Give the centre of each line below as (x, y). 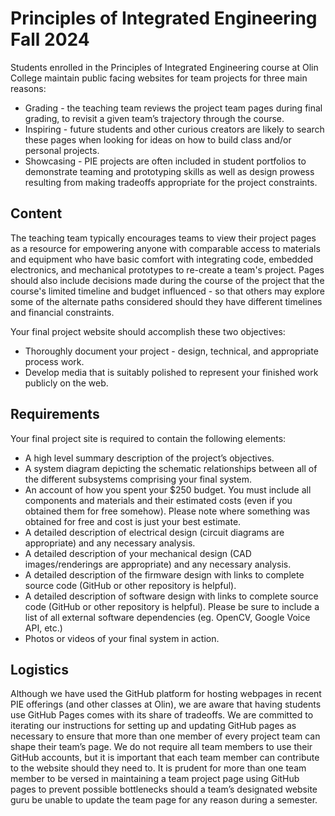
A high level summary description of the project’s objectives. (149, 458)
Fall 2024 (50, 39)
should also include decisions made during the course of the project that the (167, 280)
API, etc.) (43, 628)
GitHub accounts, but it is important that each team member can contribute (165, 758)
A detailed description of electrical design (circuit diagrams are (154, 532)
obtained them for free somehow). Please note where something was (167, 511)
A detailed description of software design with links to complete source (171, 596)
